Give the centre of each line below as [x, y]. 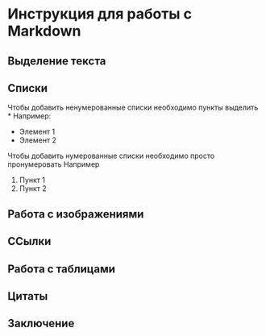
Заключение [41, 324]
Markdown [44, 31]
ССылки [29, 241]
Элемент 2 [38, 140]
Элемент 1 [37, 132]
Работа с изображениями [76, 214]
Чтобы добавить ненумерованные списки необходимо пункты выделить [133, 108]
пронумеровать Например [54, 164]
